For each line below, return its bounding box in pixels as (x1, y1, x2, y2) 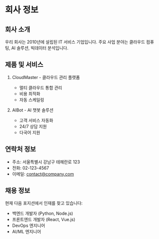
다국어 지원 (19, 129, 40, 135)
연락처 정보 (5, 145, 36, 153)
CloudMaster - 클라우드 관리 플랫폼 (12, 74, 80, 80)
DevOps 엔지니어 (12, 223, 45, 228)
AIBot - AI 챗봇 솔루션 (12, 107, 54, 113)
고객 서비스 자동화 (19, 117, 53, 123)
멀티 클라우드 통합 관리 (19, 84, 63, 90)
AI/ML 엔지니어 (12, 229, 41, 235)
